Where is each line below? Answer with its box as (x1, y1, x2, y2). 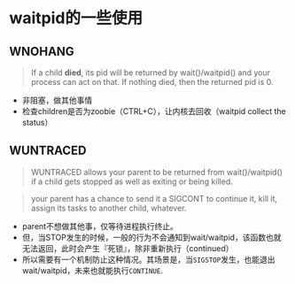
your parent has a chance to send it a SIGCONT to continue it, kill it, (30, 193, 277, 203)
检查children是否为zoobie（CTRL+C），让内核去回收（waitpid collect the (21, 106, 286, 116)
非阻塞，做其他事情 (21, 95, 93, 105)
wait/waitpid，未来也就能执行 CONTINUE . (21, 265, 164, 275)
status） (21, 117, 53, 127)
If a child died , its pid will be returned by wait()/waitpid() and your (30, 67, 270, 78)
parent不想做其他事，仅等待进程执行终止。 (21, 220, 179, 231)
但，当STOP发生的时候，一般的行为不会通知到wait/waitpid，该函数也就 (21, 232, 282, 242)
